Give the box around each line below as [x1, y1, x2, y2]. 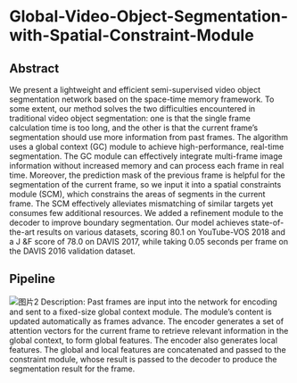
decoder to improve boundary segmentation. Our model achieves [9, 217, 250, 228]
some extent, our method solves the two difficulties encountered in [9, 104, 256, 113]
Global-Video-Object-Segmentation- [9, 6, 288, 27]
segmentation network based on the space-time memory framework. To [9, 94, 275, 104]
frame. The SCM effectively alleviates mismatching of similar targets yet [9, 198, 274, 209]
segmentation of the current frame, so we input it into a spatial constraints [9, 179, 282, 189]
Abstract [9, 61, 60, 76]
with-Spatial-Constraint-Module [9, 25, 254, 46]
